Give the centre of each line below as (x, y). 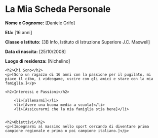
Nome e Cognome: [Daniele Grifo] (40, 23)
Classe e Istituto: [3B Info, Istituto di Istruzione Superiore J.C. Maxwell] (78, 42)
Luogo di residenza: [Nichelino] (38, 61)
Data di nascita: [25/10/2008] (36, 51)
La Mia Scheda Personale (58, 9)
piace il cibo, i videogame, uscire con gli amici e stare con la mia (79, 79)
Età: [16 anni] (19, 32)
